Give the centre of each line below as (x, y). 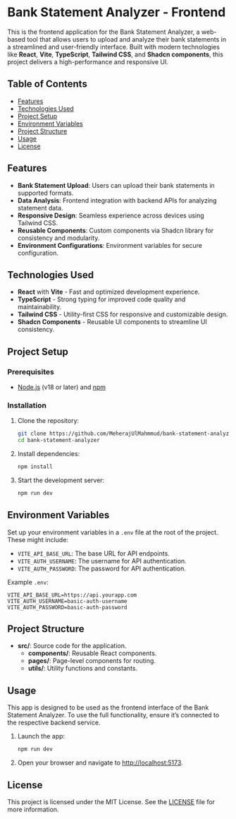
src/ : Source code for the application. (72, 646)
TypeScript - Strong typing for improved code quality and (101, 299)
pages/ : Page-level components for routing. (92, 661)
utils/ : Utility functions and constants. (83, 669)
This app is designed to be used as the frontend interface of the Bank (108, 707)
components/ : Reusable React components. (92, 653)
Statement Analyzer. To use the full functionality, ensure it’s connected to (113, 715)
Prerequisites (31, 371)
